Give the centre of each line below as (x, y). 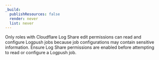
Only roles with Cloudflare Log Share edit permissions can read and (73, 37)
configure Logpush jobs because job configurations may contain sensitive (80, 42)
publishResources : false (35, 14)
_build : (13, 10)
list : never (22, 23)
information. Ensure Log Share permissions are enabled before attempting (80, 47)
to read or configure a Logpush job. (41, 53)
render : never (24, 19)
